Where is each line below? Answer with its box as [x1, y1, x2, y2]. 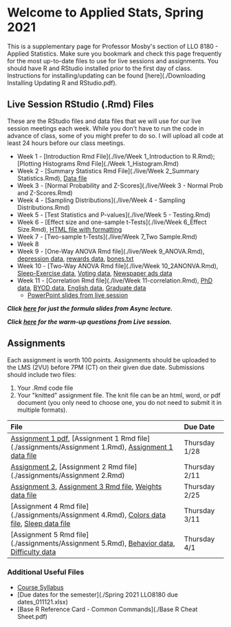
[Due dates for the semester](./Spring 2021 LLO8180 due [16, 590, 179, 599]
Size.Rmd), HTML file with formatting [16, 225, 122, 233]
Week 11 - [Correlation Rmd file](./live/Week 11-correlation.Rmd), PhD [16, 276, 213, 285]
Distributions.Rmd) [16, 203, 70, 211]
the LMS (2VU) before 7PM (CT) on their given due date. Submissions [7, 363, 205, 371]
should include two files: [7, 370, 77, 379]
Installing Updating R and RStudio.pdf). [7, 78, 118, 87]
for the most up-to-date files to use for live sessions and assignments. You [7, 56, 219, 65]
